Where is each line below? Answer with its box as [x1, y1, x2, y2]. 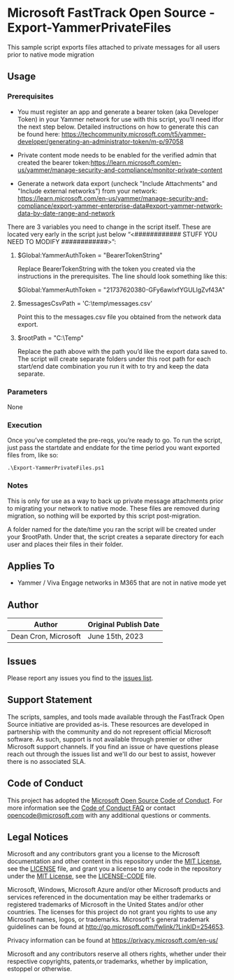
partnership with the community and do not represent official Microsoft [7, 727, 212, 736]
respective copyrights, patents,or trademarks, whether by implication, [7, 957, 208, 966]
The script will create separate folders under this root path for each [17, 355, 212, 363]
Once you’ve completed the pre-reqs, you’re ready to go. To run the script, [7, 436, 222, 445]
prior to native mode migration [7, 50, 94, 59]
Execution [7, 420, 43, 429]
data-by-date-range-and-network [17, 208, 115, 218]
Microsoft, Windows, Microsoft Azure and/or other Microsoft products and [7, 886, 221, 894]
